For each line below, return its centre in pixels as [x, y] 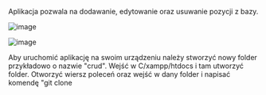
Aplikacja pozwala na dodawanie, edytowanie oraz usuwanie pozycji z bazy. [133, 11]
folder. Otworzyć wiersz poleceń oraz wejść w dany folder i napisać [119, 74]
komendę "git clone [41, 83]
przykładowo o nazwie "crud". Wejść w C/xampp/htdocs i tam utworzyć [126, 66]
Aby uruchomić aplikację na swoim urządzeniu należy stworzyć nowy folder [133, 57]
